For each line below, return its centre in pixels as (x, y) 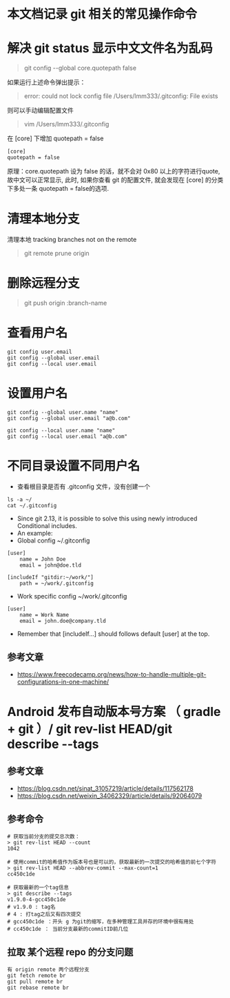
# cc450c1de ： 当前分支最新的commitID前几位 (68, 929)
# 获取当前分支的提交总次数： (44, 837)
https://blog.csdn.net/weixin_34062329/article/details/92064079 (109, 795)
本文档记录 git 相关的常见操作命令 (102, 14)
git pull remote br (35, 982)
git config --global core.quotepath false (80, 68)
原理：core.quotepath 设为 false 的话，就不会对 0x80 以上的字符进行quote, (114, 171)
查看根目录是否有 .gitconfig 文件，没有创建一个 (83, 486)
